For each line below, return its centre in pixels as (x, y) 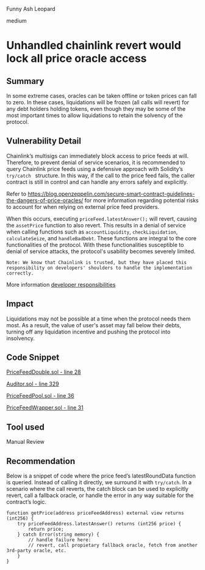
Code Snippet (33, 358)
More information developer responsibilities (61, 284)
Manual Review (25, 442)
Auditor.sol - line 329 (33, 384)
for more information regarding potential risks (142, 200)
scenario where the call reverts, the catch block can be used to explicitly (98, 489)
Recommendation (41, 461)
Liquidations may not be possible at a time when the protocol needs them (99, 319)
